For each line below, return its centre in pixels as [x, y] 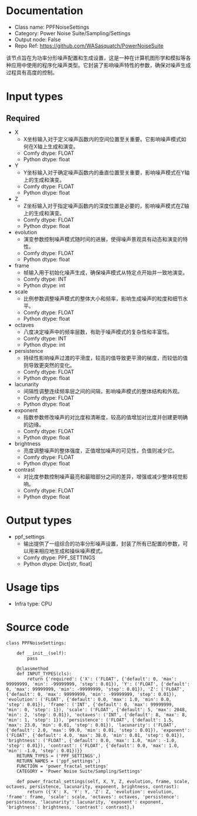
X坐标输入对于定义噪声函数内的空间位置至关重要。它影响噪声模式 [102, 139]
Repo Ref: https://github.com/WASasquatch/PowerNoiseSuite [89, 46]
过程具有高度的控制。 [32, 72]
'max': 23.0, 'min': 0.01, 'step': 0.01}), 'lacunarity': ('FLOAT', [91, 725]
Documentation [45, 11]
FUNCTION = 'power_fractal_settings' [63, 766]
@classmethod [33, 669]
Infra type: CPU [33, 603]
